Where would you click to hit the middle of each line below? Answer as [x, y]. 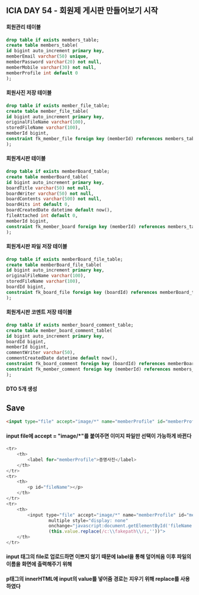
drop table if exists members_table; [53, 40]
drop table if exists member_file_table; [58, 106]
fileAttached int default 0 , [42, 216]
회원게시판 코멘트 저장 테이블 [39, 312]
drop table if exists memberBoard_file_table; [65, 259]
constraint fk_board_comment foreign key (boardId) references [86, 364]
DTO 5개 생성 [22, 389]
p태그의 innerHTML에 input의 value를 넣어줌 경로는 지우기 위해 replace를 [93, 579]
